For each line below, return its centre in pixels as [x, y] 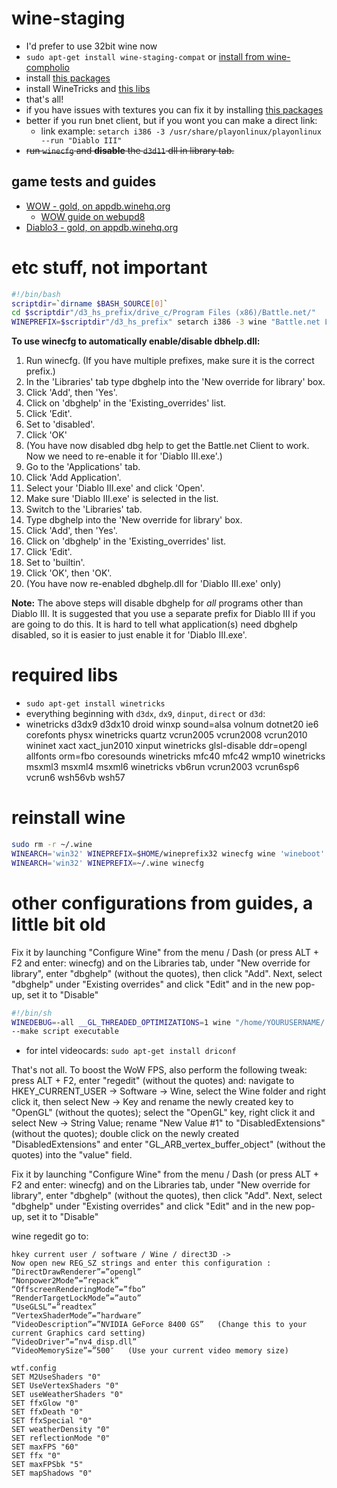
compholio [47, 67]
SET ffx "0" [36, 1456]
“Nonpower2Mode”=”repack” [65, 1281]
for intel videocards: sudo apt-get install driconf [131, 1051]
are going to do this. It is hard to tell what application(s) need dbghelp [154, 624]
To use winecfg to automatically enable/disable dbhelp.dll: [136, 341]
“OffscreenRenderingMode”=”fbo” [78, 1290]
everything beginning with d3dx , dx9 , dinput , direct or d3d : [145, 714]
